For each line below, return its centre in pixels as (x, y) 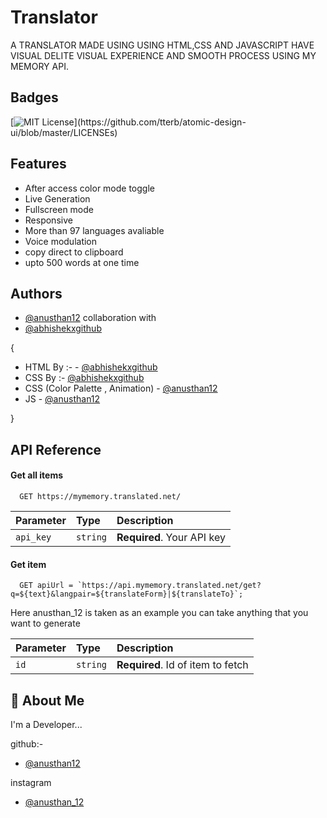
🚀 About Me (47, 700)
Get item (28, 564)
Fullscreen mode (59, 209)
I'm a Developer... (46, 724)
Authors (36, 293)
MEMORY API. (39, 66)
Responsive (48, 220)
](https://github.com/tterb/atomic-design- (160, 122)
